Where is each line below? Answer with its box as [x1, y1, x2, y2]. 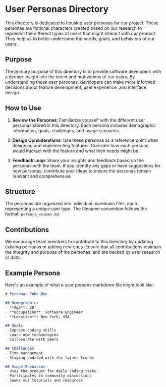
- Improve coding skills [5, 328, 56, 333]
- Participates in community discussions [5, 373, 92, 379]
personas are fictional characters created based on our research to [5, 25, 142, 31]
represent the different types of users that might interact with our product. [5, 30, 157, 36]
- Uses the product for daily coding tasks [5, 369, 97, 374]
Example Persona [5, 269, 60, 277]
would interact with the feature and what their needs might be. [12, 148, 140, 154]
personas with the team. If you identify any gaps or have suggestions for [12, 163, 161, 168]
